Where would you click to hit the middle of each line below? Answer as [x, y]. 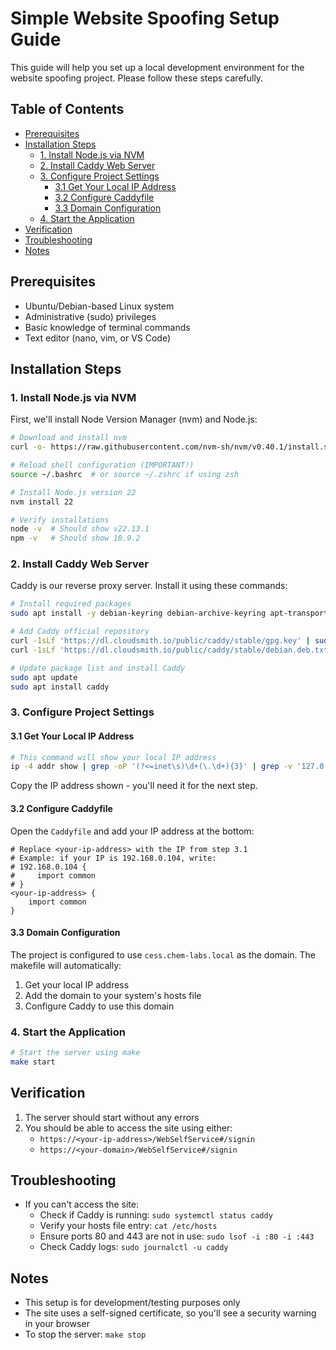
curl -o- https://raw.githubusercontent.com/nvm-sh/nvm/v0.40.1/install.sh [171, 447]
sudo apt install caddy [60, 687]
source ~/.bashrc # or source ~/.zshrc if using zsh [125, 474]
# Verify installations [60, 520]
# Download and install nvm [69, 438]
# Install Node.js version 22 [73, 492]
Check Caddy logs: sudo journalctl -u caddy [134, 1247]
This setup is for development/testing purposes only [132, 1303]
